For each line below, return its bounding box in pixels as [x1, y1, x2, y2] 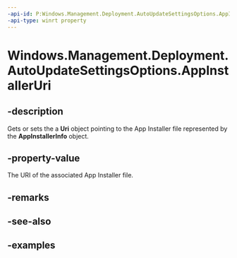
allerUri [7, 77, 51, 93]
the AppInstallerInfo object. [7, 131, 90, 140]
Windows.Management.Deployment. [7, 47, 229, 64]
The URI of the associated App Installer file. [7, 171, 134, 180]
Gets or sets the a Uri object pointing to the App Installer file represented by [7, 124, 228, 133]
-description [7, 105, 63, 117]
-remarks [7, 192, 49, 204]
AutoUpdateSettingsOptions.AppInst [7, 62, 229, 78]
